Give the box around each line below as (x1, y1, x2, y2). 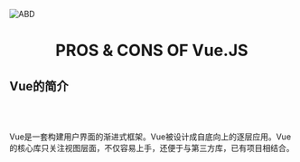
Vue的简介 (9, 78, 70, 94)
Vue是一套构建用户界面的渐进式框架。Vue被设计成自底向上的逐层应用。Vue (9, 131, 292, 142)
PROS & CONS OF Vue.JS (55, 41, 248, 61)
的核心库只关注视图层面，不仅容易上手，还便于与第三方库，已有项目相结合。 (9, 143, 295, 153)
